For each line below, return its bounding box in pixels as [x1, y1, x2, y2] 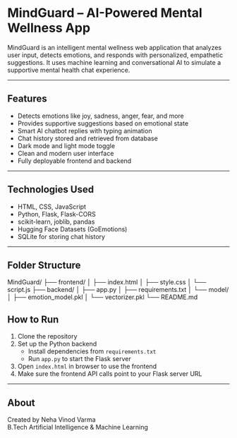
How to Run [7, 313, 59, 325]
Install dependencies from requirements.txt [28, 347, 157, 355]
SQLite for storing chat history [17, 232, 106, 241]
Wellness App [7, 20, 90, 36]
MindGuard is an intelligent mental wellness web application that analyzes [7, 43, 222, 51]
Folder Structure [7, 259, 81, 271]
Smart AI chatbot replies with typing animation [17, 126, 152, 135]
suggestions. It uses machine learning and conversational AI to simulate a [7, 58, 221, 66]
